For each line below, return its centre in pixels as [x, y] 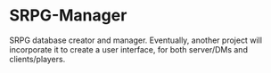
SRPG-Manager [68, 16]
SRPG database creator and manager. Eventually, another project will [136, 40]
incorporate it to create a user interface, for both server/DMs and [128, 49]
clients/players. [37, 59]
